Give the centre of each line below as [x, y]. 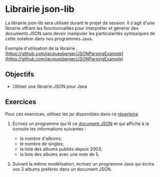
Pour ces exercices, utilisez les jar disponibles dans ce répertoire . [72, 114]
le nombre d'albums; [41, 138]
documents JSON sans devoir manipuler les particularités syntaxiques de [80, 33]
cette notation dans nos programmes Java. [49, 39]
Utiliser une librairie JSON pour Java [50, 86]
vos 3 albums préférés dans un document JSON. [62, 169]
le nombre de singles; [42, 144]
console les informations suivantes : [49, 129]
